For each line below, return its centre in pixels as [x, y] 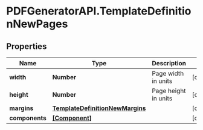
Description [169, 63]
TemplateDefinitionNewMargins [99, 108]
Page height [169, 91]
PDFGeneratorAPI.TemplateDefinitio [99, 11]
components [28, 118]
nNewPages [37, 24]
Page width [168, 73]
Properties [27, 46]
